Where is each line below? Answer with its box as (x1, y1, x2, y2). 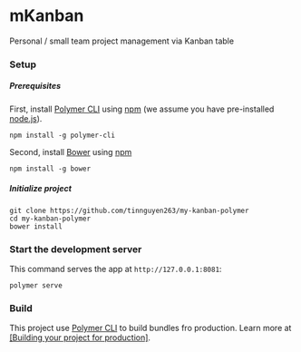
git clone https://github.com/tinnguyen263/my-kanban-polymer (9, 206, 249, 215)
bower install (9, 221, 63, 231)
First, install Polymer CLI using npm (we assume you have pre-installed (9, 103, 275, 114)
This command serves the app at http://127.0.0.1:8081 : (9, 264, 222, 275)
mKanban (9, 5, 84, 26)
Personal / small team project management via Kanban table (9, 35, 234, 46)
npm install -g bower (9, 164, 92, 173)
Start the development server (9, 242, 142, 255)
